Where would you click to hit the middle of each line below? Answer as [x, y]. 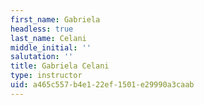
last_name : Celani [48, 38]
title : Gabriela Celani [60, 66]
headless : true [42, 29]
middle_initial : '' [51, 47]
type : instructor [46, 76]
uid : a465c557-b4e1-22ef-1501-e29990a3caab [102, 85]
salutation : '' [42, 57]
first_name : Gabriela [55, 19]
